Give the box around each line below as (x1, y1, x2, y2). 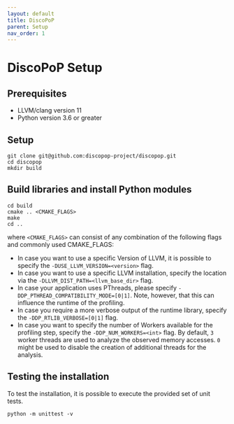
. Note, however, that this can (130, 291, 214, 299)
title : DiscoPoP (7, 17, 54, 24)
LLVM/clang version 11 (17, 106, 82, 115)
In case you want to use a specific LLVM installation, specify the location (17, 269, 227, 277)
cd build (7, 202, 33, 209)
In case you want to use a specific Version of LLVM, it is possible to (17, 253, 212, 262)
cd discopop (7, 159, 42, 166)
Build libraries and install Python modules (7, 183, 192, 196)
